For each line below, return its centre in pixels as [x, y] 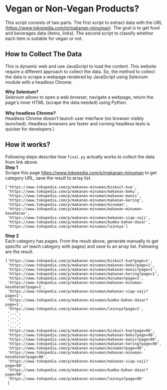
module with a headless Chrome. [39, 82]
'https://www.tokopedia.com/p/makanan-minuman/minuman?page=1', [75, 278]
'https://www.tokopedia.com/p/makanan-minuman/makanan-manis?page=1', [82, 269]
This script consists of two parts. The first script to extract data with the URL [84, 22]
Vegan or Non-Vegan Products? [72, 9]
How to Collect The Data [44, 54]
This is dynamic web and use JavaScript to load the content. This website [81, 66]
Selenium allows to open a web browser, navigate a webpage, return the [79, 97]
